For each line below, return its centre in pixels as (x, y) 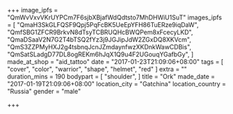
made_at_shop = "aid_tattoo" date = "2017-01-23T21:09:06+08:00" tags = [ (115, 62)
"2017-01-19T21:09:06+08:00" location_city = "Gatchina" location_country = (117, 84)
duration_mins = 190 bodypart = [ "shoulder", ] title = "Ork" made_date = (111, 76)
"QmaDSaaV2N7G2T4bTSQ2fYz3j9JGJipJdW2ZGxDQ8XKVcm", (99, 40)
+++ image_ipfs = (33, 10)
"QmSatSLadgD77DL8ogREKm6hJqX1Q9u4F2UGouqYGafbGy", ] (101, 54)
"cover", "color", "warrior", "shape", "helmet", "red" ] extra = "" (97, 69)
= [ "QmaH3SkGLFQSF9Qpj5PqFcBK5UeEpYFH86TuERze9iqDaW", (103, 25)
